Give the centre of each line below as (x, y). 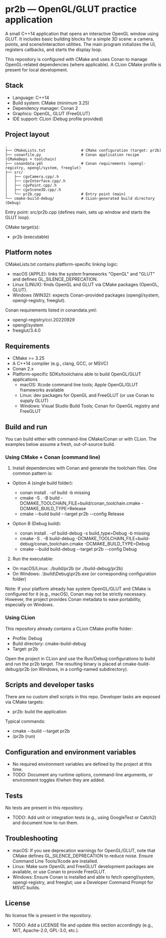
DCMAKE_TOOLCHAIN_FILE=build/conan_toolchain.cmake (80, 503)
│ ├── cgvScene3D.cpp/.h (33, 190)
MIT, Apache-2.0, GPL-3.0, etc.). (46, 930)
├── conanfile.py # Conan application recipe (72, 155)
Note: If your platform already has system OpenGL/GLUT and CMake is (78, 589)
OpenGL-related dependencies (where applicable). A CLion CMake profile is (83, 64)
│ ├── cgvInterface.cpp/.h (35, 181)
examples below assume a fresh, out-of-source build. (60, 444)
